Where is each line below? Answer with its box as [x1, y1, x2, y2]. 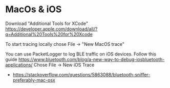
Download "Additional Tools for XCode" [5, 20, 89, 26]
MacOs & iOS [5, 4, 62, 15]
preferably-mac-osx [12, 77, 55, 83]
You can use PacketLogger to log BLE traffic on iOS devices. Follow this [5, 51, 157, 57]
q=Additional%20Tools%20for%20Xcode [5, 31, 93, 37]
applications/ [5, 62, 33, 68]
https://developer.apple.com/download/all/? [5, 25, 98, 32]
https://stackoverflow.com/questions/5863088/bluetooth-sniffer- [12, 71, 151, 77]
